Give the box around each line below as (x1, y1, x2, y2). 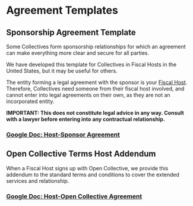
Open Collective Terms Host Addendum (6, 149, 156, 159)
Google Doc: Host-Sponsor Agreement (6, 130, 121, 139)
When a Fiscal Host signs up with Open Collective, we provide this (6, 164, 169, 171)
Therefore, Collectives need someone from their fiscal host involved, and (6, 85, 185, 92)
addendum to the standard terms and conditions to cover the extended (6, 171, 180, 178)
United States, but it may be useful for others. (6, 67, 118, 74)
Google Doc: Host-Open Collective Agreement (6, 192, 143, 200)
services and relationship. (6, 177, 69, 185)
